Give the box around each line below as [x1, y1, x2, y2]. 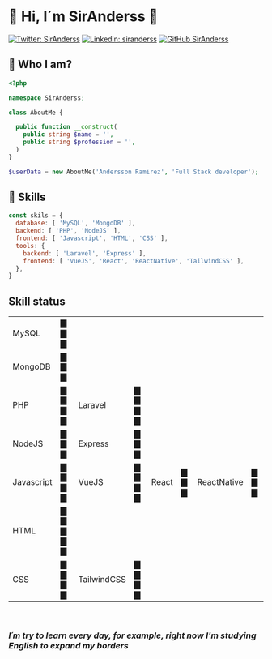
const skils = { [8, 212, 63, 220]
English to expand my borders [8, 640, 129, 652]
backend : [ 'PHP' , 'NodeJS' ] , [15, 227, 121, 235]
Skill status [8, 294, 66, 308]
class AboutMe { [8, 109, 63, 117]
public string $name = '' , [23, 131, 114, 139]
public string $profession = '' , [23, 138, 136, 147]
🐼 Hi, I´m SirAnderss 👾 [8, 7, 159, 26]
